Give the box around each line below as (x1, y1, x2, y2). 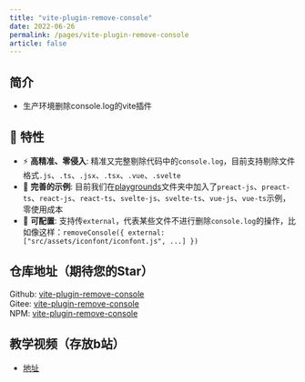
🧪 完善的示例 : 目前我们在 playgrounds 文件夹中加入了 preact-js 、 (22, 181, 262, 192)
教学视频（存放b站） (9, 337, 126, 352)
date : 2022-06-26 (9, 22, 76, 31)
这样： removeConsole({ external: (38, 226, 166, 237)
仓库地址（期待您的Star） (9, 264, 154, 279)
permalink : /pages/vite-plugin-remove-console (9, 30, 189, 39)
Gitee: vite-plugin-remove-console (9, 297, 139, 309)
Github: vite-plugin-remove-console (9, 288, 145, 299)
